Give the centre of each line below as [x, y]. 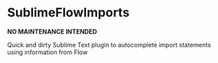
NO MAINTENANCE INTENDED [52, 32]
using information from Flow [48, 52]
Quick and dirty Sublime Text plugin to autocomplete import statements [109, 45]
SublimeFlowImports [68, 13]
